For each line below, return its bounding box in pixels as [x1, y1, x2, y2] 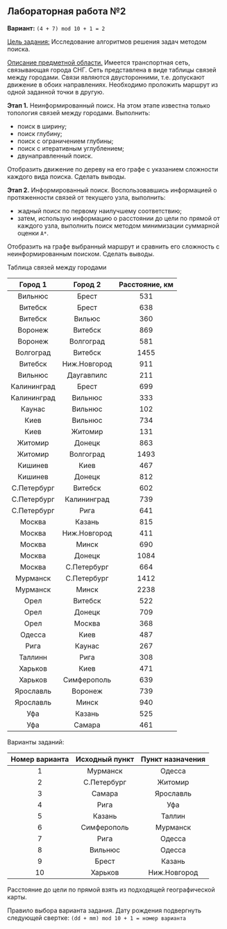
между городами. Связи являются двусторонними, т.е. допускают [7, 73, 205, 81]
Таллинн [18, 652, 47, 662]
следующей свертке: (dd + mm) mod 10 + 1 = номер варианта [7, 913, 186, 922]
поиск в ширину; [17, 122, 67, 131]
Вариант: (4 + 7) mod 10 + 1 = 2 [7, 24, 106, 32]
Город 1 [19, 279, 47, 289]
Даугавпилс [67, 370, 108, 380]
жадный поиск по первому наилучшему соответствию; [17, 206, 183, 215]
